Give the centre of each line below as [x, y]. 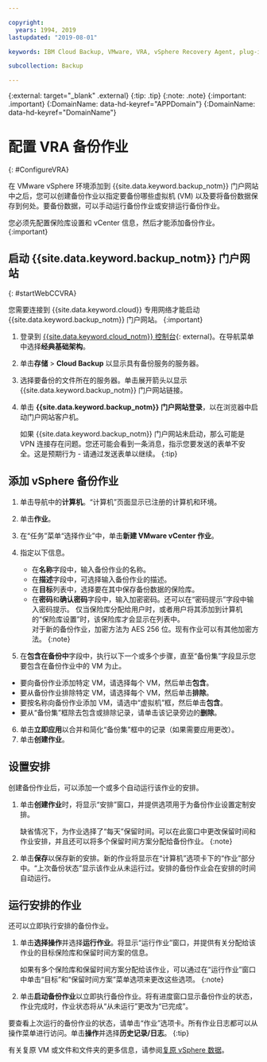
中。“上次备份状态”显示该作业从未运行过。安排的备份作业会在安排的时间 [138, 868]
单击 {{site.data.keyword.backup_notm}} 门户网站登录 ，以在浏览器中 [135, 407]
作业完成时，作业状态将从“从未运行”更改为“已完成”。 [106, 1006]
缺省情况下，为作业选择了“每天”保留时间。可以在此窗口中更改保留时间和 [138, 831]
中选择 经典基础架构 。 [54, 346]
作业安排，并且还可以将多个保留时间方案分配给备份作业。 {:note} [126, 841]
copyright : [26, 22]
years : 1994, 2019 [46, 30]
